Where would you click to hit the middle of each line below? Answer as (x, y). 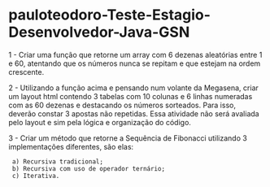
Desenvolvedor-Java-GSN (99, 32)
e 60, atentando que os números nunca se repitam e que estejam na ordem (135, 63)
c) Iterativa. (36, 176)
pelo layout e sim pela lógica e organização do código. (100, 122)
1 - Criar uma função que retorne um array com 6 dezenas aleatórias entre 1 (135, 54)
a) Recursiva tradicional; (58, 161)
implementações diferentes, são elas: (71, 146)
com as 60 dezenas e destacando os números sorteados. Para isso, (122, 105)
